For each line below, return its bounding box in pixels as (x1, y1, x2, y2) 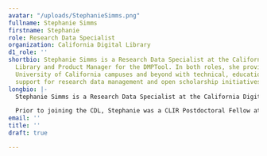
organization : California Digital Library (8, 41, 151, 49)
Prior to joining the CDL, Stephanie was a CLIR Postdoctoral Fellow (15, 107, 250, 115)
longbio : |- (8, 85, 48, 93)
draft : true (8, 129, 48, 137)
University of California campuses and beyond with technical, (15, 70, 229, 78)
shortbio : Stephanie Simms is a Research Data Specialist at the (8, 56, 229, 64)
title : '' (8, 122, 41, 130)
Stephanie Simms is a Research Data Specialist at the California (15, 93, 240, 101)
